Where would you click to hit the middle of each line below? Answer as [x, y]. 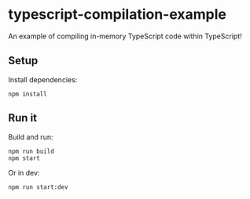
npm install [28, 94]
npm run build [31, 151]
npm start [24, 158]
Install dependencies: [43, 79]
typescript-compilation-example [117, 14]
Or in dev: [24, 172]
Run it [23, 118]
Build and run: [31, 137]
